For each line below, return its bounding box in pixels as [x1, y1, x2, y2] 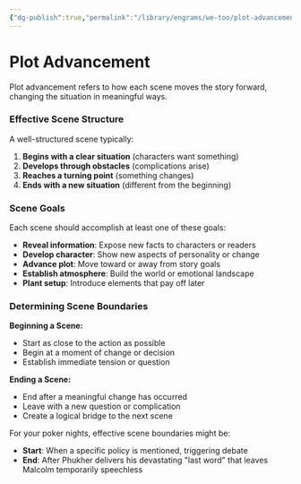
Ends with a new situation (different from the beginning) [21, 179, 232, 190]
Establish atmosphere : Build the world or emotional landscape [21, 268, 254, 279]
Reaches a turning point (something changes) [21, 169, 194, 180]
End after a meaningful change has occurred [21, 392, 188, 402]
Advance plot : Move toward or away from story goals [21, 259, 221, 270]
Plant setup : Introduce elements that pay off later [21, 278, 205, 289]
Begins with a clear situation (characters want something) [21, 151, 239, 161]
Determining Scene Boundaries [9, 300, 149, 313]
